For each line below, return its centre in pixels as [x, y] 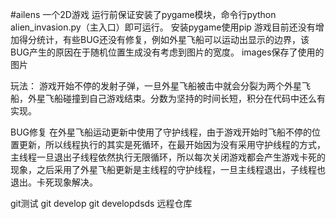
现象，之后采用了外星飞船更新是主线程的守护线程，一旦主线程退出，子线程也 [168, 169]
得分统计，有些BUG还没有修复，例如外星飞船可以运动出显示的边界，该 [164, 39]
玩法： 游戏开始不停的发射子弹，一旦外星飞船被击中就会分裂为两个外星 [156, 86]
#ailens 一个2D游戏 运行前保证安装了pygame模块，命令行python [143, 14]
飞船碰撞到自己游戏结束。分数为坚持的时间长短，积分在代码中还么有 [185, 98]
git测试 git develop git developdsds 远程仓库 [101, 203]
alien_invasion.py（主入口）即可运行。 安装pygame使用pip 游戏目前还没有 [163, 27]
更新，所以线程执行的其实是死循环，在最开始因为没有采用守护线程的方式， [172, 144]
